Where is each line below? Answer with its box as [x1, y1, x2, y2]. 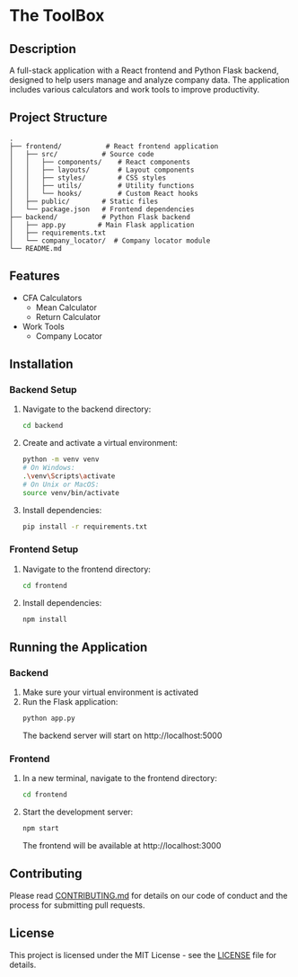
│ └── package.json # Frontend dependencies [9, 204, 195, 214]
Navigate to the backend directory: [22, 404, 152, 414]
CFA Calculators [22, 292, 83, 303]
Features [9, 269, 60, 284]
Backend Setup [9, 383, 78, 395]
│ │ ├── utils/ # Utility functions [9, 181, 195, 190]
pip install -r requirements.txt [22, 522, 148, 531]
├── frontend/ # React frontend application [9, 141, 219, 151]
